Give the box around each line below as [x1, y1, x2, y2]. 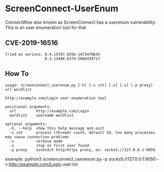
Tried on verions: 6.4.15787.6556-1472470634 [5, 52, 100, 57]
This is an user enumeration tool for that [5, 24, 86, 30]
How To [5, 69, 29, 78]
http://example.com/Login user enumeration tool [5, 96, 107, 101]
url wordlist [5, 87, 32, 92]
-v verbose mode [9, 138, 63, 143]
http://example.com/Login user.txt [8, 161, 78, 167]
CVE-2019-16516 [5, 39, 58, 47]
